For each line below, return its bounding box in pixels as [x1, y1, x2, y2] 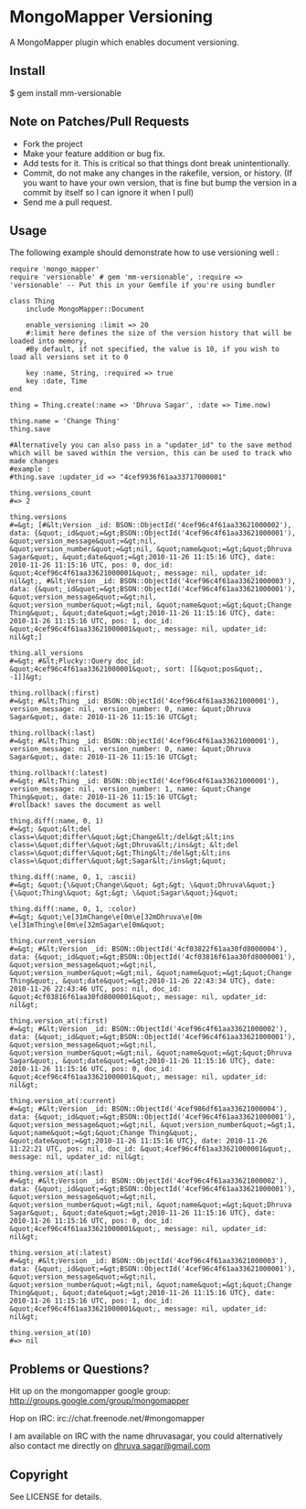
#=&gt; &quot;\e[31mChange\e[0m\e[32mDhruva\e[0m [9, 912, 203, 922]
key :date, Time [26, 377, 89, 386]
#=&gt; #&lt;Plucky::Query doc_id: [9, 656, 145, 666]
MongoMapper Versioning [9, 6, 213, 27]
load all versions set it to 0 [9, 353, 129, 362]
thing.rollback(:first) [9, 688, 100, 698]
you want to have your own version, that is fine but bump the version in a [22, 176, 297, 188]
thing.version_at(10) [9, 1328, 92, 1338]
